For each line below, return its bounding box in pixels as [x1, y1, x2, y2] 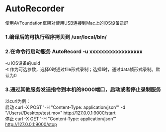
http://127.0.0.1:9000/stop [5, 122, 57, 128]
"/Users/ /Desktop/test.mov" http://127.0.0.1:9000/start [5, 110, 116, 116]
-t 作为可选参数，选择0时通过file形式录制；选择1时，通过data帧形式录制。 [5, 66, 156, 72]
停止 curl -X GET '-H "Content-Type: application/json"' [5, 116, 117, 122]
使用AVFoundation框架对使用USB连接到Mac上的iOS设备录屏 [5, 20, 129, 26]
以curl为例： [5, 98, 31, 104]
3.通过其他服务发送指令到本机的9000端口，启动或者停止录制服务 [5, 86, 162, 93]
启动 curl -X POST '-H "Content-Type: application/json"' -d [5, 104, 126, 110]
